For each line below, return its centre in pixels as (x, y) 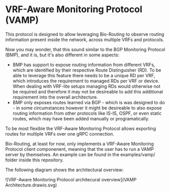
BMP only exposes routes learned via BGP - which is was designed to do (89, 102)
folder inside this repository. (35, 160)
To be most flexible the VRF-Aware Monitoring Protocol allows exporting (81, 128)
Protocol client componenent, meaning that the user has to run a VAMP (79, 149)
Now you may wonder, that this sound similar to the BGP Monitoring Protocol (85, 49)
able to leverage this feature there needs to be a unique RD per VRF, (84, 75)
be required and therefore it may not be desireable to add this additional (88, 91)
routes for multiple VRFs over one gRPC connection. (60, 134)
